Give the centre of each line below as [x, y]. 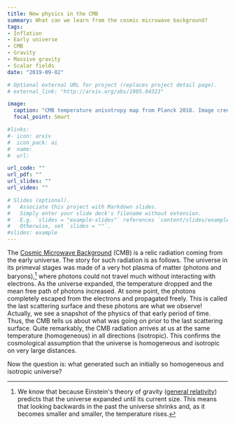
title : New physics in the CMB [53, 14]
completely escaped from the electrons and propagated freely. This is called [117, 298]
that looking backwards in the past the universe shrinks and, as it [111, 406]
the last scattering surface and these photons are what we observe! [105, 305]
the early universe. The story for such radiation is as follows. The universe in [117, 260]
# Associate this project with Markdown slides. [83, 207]
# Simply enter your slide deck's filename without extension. [104, 213]
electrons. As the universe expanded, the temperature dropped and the [110, 283]
